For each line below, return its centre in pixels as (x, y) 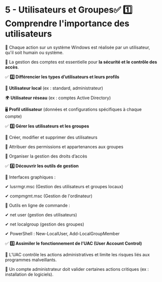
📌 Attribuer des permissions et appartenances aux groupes (64, 146)
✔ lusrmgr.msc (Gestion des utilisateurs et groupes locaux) (64, 186)
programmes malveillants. (31, 260)
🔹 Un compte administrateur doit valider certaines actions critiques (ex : (77, 269)
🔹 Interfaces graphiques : (30, 177)
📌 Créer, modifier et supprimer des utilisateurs (51, 137)
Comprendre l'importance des (67, 24)
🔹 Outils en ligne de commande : (38, 205)
